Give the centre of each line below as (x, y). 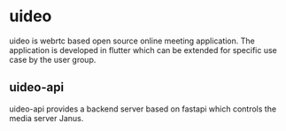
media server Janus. (46, 118)
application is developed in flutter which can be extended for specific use (143, 50)
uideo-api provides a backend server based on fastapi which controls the (143, 109)
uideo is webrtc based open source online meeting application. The (132, 41)
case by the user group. (53, 59)
